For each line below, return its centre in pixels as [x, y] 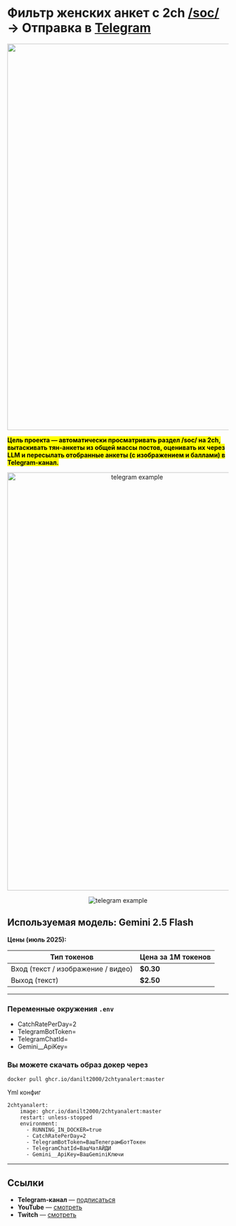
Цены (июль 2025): [37, 939]
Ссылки [26, 1183]
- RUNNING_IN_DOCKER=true [64, 1130]
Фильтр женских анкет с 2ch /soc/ [113, 13]
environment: [39, 1124]
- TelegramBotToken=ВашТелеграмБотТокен [86, 1142]
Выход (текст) [35, 980]
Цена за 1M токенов [175, 957]
